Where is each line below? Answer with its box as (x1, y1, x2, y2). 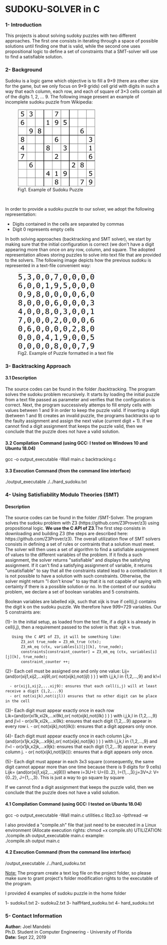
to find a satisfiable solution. (5, 54, 63, 60)
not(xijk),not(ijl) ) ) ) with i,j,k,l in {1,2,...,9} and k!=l (58, 673, 161, 679)
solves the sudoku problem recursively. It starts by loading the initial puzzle (5, 391, 160, 397)
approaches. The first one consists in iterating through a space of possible (5, 38, 159, 44)
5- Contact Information (5, 912, 62, 919)
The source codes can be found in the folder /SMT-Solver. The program (5, 515, 153, 521)
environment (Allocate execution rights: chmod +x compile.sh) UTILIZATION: (5, 827, 163, 833)
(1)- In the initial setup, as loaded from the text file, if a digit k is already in (5, 619, 156, 625)
